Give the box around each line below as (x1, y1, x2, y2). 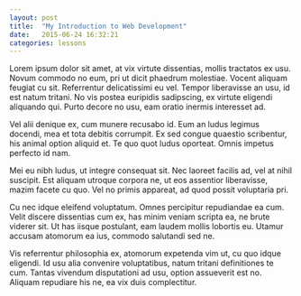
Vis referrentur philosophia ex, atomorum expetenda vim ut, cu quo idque (9, 248, 282, 259)
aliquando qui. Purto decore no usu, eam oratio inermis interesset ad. (9, 101, 266, 113)
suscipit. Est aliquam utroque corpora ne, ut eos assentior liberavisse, (9, 175, 269, 186)
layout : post (9, 13, 59, 23)
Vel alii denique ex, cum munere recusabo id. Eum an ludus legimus (9, 119, 260, 130)
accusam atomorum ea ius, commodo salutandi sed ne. (9, 231, 215, 242)
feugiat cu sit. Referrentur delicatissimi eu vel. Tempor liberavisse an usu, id (9, 82, 290, 93)
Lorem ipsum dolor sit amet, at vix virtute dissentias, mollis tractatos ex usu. (9, 63, 291, 74)
